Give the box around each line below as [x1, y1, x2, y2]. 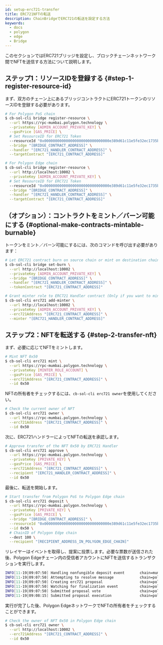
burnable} [5, 229, 36, 237]
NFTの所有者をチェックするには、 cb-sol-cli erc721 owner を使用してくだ [5, 391, 153, 397]
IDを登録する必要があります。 [13, 101, 73, 107]
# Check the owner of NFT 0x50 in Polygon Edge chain [5, 618, 116, 623]
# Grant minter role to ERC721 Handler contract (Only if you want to [5, 294, 151, 298]
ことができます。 [5, 609, 39, 614]
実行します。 [21, 561, 48, 567]
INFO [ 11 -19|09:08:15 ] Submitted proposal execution [5, 593, 112, 598]
